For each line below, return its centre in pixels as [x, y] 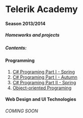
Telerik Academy [41, 9]
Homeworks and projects [32, 35]
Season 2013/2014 [25, 23]
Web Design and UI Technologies [41, 99]
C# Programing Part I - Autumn [45, 77]
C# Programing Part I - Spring [44, 72]
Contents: [16, 48]
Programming [20, 61]
